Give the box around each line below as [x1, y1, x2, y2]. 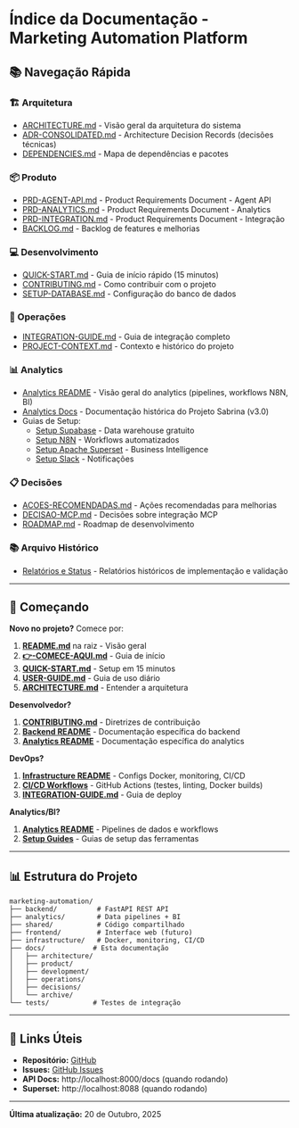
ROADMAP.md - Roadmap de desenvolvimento [21, 518, 195, 530]
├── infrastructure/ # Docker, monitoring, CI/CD [9, 936, 205, 945]
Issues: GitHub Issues [21, 1065, 104, 1075]
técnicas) [21, 138, 57, 149]
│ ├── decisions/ [9, 983, 82, 992]
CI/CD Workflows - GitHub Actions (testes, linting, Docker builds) [21, 780, 263, 791]
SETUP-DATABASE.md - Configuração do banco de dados [21, 288, 237, 299]
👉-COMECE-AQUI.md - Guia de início [21, 651, 166, 661]
